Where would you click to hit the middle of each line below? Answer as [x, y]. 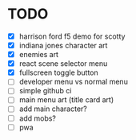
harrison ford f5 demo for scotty [72, 36]
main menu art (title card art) [66, 100]
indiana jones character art [63, 45]
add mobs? [38, 118]
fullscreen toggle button [59, 72]
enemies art [39, 55]
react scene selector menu [63, 64]
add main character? [53, 109]
